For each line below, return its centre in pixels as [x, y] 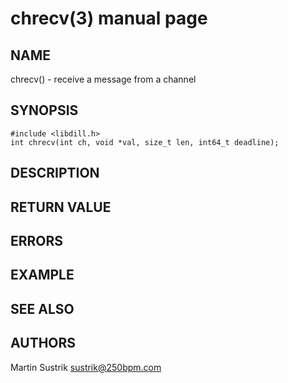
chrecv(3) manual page [109, 18]
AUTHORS [43, 343]
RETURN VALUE [61, 207]
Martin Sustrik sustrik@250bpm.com [86, 367]
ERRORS [37, 240]
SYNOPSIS [44, 110]
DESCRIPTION [55, 173]
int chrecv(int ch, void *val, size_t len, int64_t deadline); [145, 142]
